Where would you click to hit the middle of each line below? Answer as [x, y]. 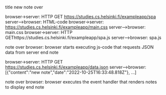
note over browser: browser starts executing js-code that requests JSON [79, 47]
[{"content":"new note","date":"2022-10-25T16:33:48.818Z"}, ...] [71, 72]
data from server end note [32, 52]
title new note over [24, 7]
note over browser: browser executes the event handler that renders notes [81, 82]
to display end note [25, 87]
